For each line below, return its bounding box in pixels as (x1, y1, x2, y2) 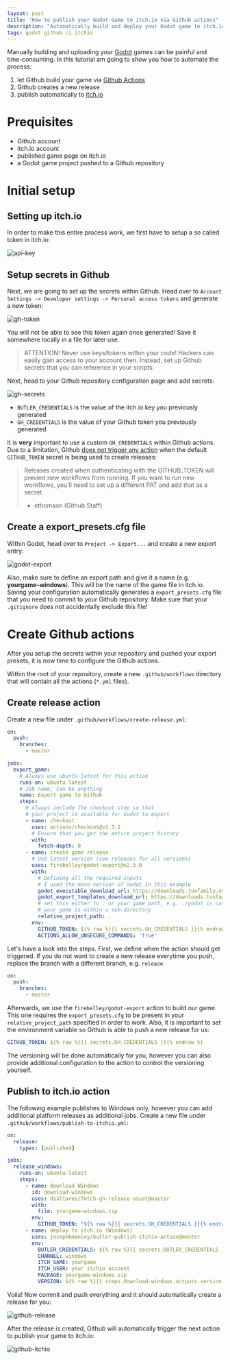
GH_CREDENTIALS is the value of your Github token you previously (16, 418, 197, 426)
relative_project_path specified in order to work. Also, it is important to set (7, 1018, 221, 1027)
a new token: (7, 302, 44, 309)
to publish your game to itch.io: (7, 1331, 94, 1339)
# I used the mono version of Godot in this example (37, 881, 192, 888)
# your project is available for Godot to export (25, 811, 170, 818)
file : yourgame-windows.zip (37, 1208, 118, 1215)
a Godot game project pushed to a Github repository (16, 159, 165, 167)
